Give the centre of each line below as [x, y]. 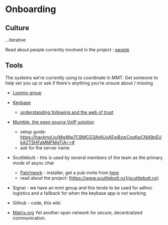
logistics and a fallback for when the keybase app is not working [79, 193]
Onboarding [31, 9]
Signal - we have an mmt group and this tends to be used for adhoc [82, 188]
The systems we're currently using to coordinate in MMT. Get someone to [82, 78]
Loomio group [27, 93]
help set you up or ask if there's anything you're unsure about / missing [79, 83]
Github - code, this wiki [37, 203]
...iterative [16, 40]
